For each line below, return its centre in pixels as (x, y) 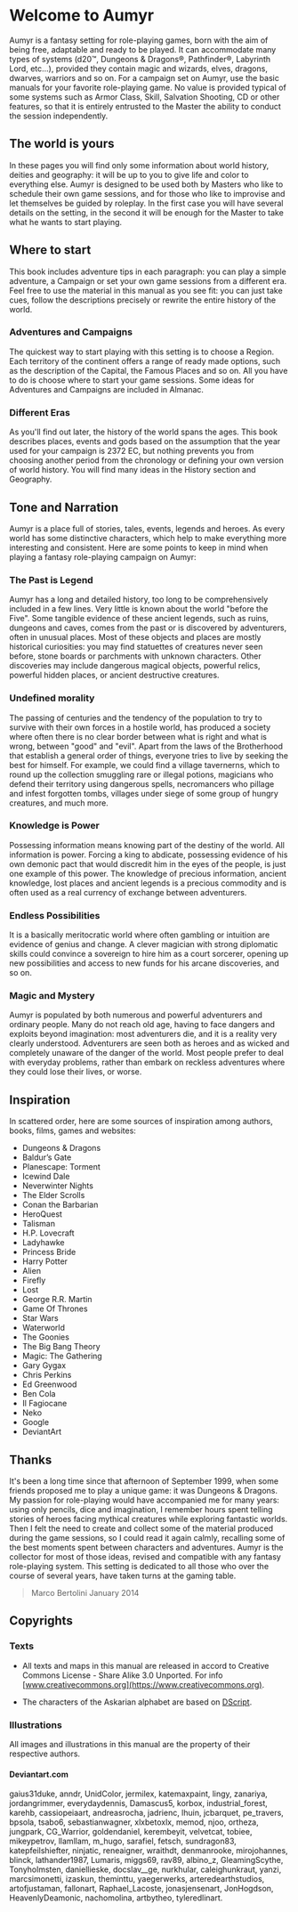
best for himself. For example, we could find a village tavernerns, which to (145, 765)
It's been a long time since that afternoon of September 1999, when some (144, 1481)
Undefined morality (52, 698)
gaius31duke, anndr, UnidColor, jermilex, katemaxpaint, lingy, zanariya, (139, 1794)
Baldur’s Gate (47, 1157)
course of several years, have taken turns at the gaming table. (123, 1576)
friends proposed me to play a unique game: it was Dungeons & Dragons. (144, 1491)
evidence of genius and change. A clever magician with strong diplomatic (144, 944)
